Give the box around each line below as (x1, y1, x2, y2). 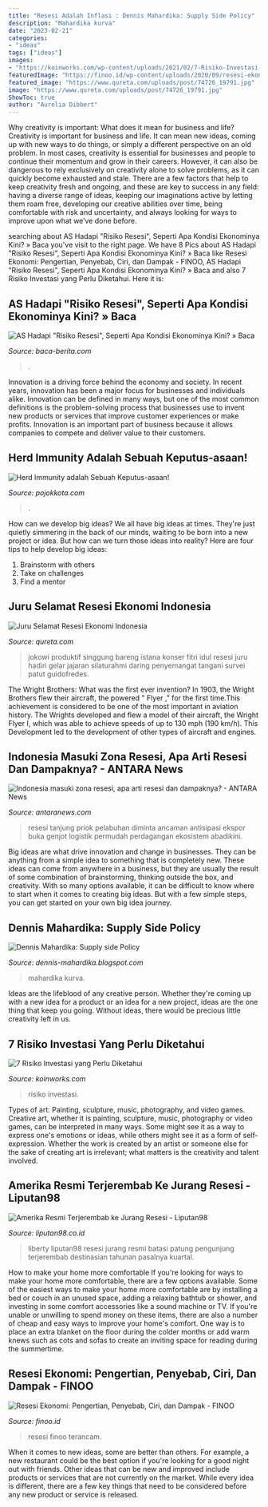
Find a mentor (19, 577, 66, 586)
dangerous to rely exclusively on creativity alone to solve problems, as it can (8, 165, 259, 175)
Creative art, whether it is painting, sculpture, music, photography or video (8, 1113, 253, 1123)
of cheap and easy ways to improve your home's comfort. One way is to (8, 1319, 245, 1328)
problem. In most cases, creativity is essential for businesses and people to (8, 149, 256, 158)
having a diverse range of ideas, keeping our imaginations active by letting (8, 191, 253, 200)
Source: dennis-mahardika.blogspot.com (8, 958, 144, 967)
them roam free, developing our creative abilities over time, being (8, 199, 223, 208)
